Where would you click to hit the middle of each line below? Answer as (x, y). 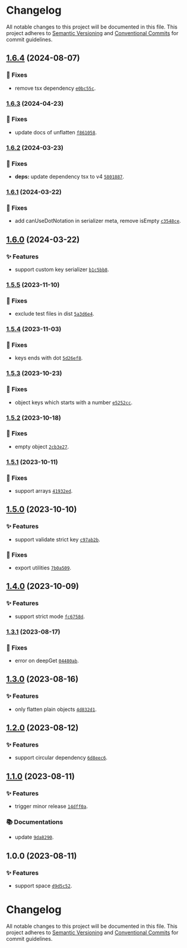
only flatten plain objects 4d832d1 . (56, 709)
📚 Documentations (35, 822)
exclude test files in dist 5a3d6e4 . (54, 314)
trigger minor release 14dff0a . (51, 807)
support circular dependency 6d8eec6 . (61, 758)
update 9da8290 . (34, 837)
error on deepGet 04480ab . (47, 660)
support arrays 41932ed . (44, 491)
